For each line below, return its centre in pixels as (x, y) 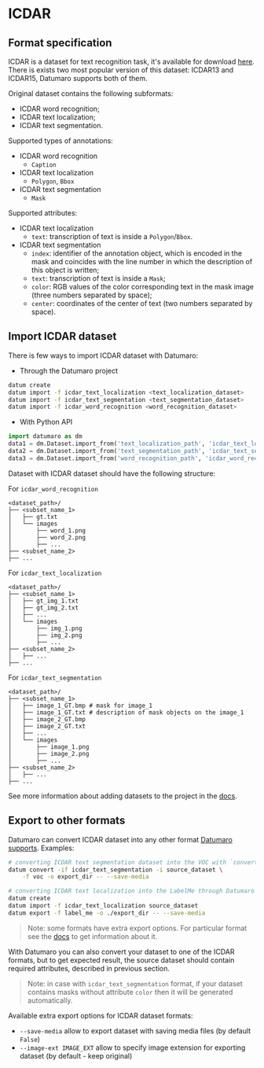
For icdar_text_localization (55, 573)
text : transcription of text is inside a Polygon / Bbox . (112, 236)
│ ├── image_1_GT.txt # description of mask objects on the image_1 (126, 713)
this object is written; (65, 270)
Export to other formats (67, 821)
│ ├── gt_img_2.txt (44, 608)
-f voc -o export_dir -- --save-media (86, 877)
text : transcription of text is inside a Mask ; (99, 278)
